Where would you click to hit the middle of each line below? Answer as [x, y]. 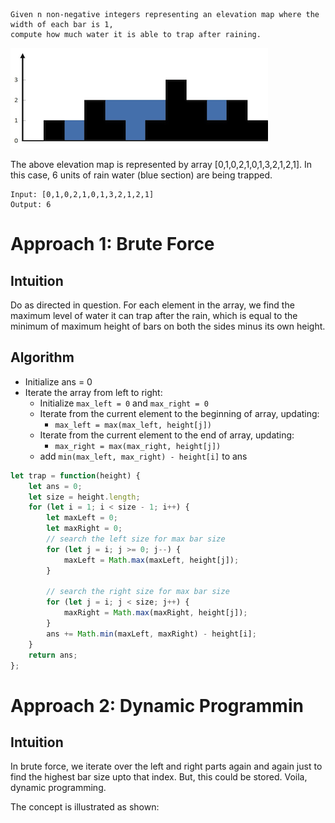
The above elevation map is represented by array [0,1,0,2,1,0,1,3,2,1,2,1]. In [161, 164]
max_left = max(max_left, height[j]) [133, 425]
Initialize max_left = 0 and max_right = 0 [124, 403]
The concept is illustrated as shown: [85, 807]
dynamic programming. [58, 788]
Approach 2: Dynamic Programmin [157, 705]
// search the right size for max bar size [138, 592]
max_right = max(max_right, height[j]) [138, 446]
